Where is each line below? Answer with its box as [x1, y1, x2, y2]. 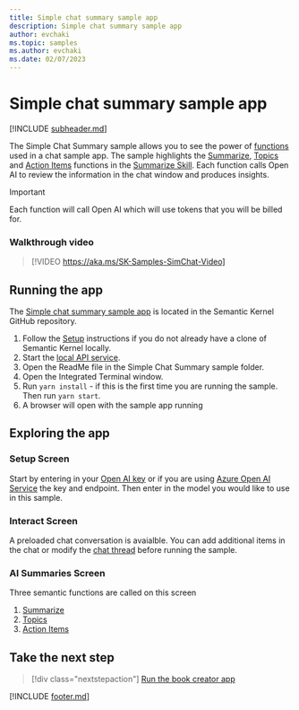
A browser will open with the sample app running [21, 400, 203, 411]
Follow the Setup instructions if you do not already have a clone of [21, 333, 267, 344]
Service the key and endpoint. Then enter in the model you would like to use [9, 482, 290, 494]
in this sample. [9, 492, 63, 503]
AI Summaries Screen [9, 566, 106, 579]
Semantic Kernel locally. [21, 343, 112, 354]
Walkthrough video [9, 235, 94, 248]
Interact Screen [9, 514, 79, 527]
